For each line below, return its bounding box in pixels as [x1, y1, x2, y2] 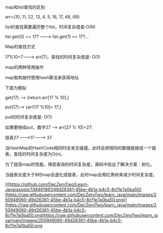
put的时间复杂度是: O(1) [5, 114, 53, 120]
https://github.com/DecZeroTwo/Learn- [9, 182, 89, 187]
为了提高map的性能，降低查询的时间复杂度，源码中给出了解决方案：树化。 [5, 162, 155, 167]
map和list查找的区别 [5, 4, 45, 10]
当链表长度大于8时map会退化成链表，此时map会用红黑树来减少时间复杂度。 [5, 172, 158, 177]
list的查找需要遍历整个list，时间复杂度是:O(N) [5, 24, 96, 30]
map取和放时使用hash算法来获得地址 [5, 75, 79, 80]
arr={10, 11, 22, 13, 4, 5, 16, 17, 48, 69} [5, 14, 80, 19]
